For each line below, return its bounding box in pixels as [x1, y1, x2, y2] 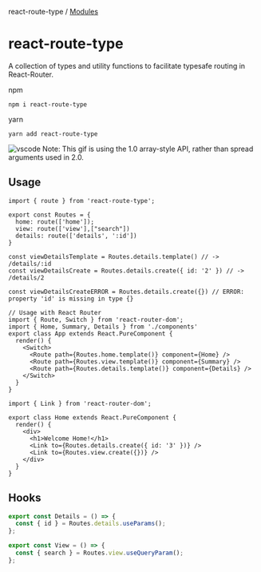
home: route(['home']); [15, 217, 94, 226]
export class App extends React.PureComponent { [8, 329, 173, 338]
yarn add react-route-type [8, 129, 98, 138]
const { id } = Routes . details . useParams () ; [15, 519, 166, 528]
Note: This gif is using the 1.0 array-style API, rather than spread [42, 144, 254, 153]
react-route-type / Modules [8, 7, 98, 16]
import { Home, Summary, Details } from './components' [8, 323, 198, 331]
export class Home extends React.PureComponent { [8, 413, 177, 422]
